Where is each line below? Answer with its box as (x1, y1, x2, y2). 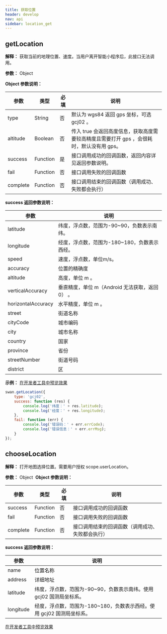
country (7, 338, 26, 345)
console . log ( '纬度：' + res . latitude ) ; (23, 403, 103, 408)
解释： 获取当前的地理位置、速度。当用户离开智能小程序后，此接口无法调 (5, 53, 155, 60)
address (7, 576, 27, 583)
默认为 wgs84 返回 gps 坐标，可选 (71, 111, 152, 118)
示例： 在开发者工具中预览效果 (5, 380, 68, 386)
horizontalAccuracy (7, 300, 54, 307)
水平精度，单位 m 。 (58, 301, 105, 308)
